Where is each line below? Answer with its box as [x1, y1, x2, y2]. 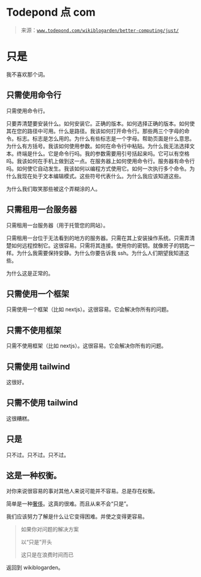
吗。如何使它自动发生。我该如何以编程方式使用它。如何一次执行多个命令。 [6, 165, 190, 172]
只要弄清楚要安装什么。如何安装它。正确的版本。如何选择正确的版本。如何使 [6, 119, 195, 127]
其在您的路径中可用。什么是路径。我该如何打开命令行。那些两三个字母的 [6, 127, 184, 134]
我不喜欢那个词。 [6, 70, 48, 78]
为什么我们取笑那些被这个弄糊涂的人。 [6, 185, 100, 192]
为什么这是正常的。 [6, 270, 54, 277]
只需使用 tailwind [6, 361, 71, 372]
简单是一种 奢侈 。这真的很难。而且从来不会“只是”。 [6, 500, 132, 507]
